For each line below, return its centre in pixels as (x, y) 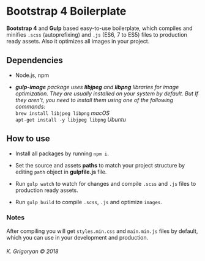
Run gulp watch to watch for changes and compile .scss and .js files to (106, 183)
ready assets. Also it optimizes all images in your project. (78, 41)
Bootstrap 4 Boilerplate (66, 11)
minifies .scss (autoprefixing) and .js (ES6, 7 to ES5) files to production (97, 34)
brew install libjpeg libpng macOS (62, 113)
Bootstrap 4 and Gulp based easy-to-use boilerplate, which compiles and (99, 28)
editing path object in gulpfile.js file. (61, 172)
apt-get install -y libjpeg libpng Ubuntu (71, 119)
